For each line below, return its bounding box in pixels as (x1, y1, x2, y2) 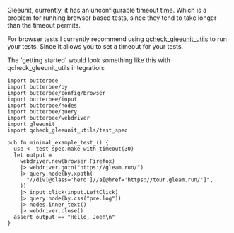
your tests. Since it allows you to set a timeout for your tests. (7, 42, 184, 50)
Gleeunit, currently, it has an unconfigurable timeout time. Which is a (7, 6, 207, 14)
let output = (13, 152, 52, 159)
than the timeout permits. (7, 21, 81, 29)
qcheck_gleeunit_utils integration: (7, 64, 105, 72)
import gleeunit (7, 120, 55, 127)
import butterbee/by (7, 84, 69, 91)
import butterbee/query (7, 108, 78, 115)
